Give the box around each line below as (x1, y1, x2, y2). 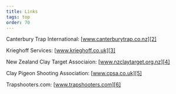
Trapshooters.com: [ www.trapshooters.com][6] (6, 81, 121, 88)
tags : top (6, 14, 31, 20)
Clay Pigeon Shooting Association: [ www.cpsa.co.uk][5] (6, 70, 142, 77)
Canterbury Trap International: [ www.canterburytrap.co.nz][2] (6, 36, 157, 43)
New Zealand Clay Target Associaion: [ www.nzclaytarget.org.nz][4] (6, 58, 170, 65)
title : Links (6, 8, 38, 15)
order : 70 (6, 19, 31, 25)
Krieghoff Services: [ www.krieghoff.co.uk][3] (6, 47, 116, 54)
